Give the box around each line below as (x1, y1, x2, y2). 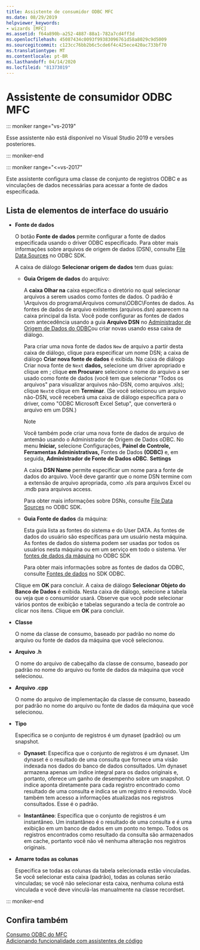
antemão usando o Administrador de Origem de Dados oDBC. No (23, 436, 184, 443)
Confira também (6, 915, 69, 925)
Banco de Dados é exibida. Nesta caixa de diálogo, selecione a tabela (14, 588, 187, 595)
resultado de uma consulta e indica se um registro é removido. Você (23, 788, 192, 795)
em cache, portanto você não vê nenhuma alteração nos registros (23, 838, 186, 845)
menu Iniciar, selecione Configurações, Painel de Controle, (23, 442, 171, 449)
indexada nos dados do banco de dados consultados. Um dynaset (23, 762, 187, 769)
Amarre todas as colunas (14, 855, 79, 863)
